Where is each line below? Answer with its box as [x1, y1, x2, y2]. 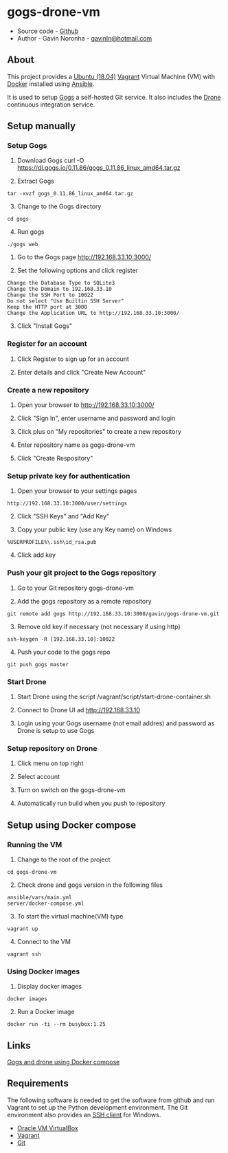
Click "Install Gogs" [16, 322, 72, 330]
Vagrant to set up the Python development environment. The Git [7, 1103, 188, 1111]
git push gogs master [7, 661, 69, 668]
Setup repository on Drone [7, 743, 98, 753]
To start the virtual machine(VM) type [16, 912, 124, 920]
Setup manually [7, 120, 76, 132]
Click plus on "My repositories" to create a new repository [16, 428, 182, 436]
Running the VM [7, 839, 62, 849]
